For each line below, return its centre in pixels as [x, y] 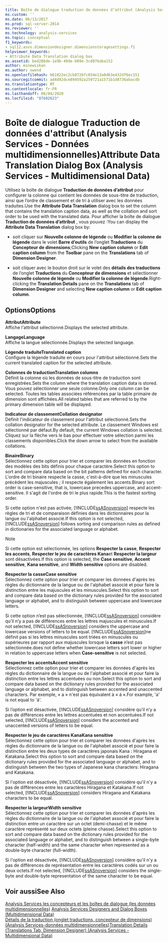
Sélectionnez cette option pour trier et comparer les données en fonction [80, 461]
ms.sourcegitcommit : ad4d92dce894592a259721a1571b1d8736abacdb [72, 80]
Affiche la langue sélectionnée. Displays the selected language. [70, 342]
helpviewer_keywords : [28, 52]
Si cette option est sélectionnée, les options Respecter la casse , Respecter [83, 549]
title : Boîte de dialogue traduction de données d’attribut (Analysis [80, 10]
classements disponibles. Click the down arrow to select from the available [81, 440]
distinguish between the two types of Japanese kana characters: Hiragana [82, 767]
